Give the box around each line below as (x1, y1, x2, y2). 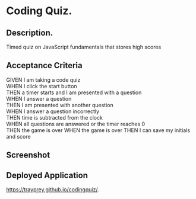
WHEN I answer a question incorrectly (6, 108, 100, 115)
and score (6, 133, 31, 140)
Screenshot (6, 150, 50, 161)
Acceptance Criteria (6, 60, 83, 70)
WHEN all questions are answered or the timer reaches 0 (6, 120, 146, 127)
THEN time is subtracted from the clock (6, 114, 103, 121)
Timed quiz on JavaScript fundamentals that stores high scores (6, 43, 162, 50)
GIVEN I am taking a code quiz (6, 76, 81, 84)
